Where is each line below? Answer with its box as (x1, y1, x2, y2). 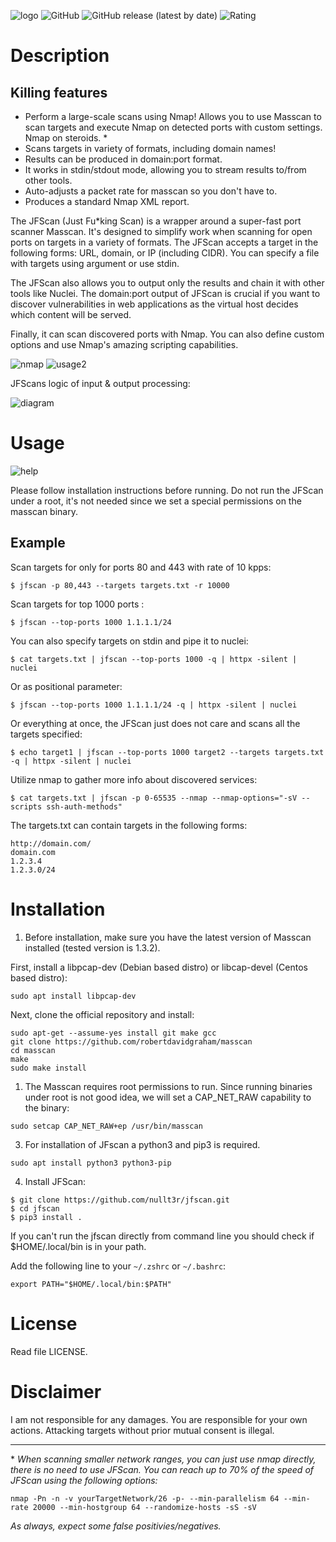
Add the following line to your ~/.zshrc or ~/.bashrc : (10, 1260, 227, 1272)
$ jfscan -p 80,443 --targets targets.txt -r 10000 (10, 580, 230, 590)
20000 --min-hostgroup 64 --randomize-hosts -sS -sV (32, 1502, 257, 1512)
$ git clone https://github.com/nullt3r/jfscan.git (10, 1195, 230, 1205)
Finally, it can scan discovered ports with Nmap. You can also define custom (10, 328, 325, 340)
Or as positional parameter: (10, 680, 123, 692)
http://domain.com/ (10, 838, 92, 849)
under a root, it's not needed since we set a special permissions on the (10, 495, 302, 507)
